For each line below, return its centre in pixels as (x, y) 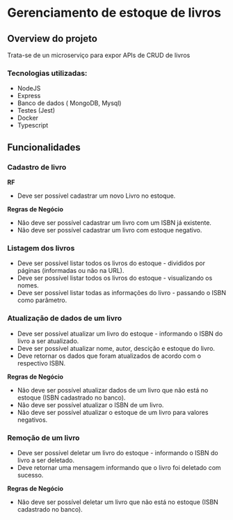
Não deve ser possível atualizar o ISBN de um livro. (90, 404)
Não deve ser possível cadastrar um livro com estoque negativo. (110, 230)
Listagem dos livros (41, 248)
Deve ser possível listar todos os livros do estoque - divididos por (111, 263)
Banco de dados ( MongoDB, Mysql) (69, 103)
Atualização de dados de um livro (65, 318)
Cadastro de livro (37, 167)
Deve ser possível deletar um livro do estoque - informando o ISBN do (118, 452)
